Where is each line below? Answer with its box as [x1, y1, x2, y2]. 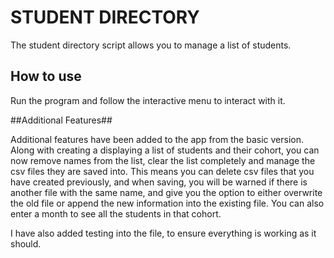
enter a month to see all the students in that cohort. [10, 207, 222, 220]
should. [10, 237, 42, 250]
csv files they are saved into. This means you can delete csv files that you [10, 165, 315, 177]
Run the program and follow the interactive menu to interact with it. [10, 94, 286, 106]
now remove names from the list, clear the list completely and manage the [10, 154, 316, 166]
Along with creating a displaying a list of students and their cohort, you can [10, 144, 320, 156]
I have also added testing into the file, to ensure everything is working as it [10, 227, 317, 239]
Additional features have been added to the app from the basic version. [10, 133, 304, 145]
